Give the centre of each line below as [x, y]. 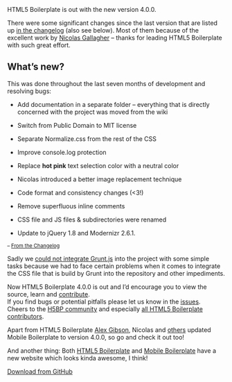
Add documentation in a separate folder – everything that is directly [113, 104]
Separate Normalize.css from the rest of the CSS [87, 139]
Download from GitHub [40, 371]
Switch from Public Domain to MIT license [77, 125]
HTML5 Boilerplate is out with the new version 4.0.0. [82, 9]
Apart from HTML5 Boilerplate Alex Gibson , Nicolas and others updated [109, 330]
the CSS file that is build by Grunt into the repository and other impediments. [116, 273]
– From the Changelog [34, 246]
